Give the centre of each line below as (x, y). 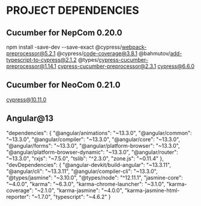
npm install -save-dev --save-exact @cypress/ (64, 47)
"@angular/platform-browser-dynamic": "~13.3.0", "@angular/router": (92, 152)
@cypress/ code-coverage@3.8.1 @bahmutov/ (113, 53)
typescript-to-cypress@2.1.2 (41, 60)
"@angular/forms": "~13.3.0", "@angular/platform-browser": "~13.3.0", (93, 145)
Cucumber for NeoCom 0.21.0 (64, 85)
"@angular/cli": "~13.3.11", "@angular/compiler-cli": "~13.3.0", (82, 171)
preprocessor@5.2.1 (31, 53)
